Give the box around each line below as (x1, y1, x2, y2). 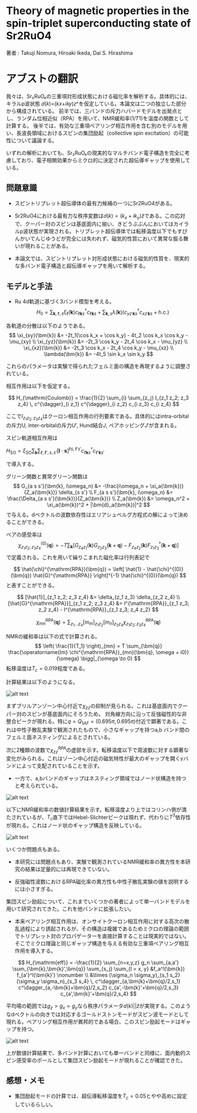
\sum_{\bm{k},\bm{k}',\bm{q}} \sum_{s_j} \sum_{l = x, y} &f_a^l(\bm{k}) (12, 965, 185, 972)
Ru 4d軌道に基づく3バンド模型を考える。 (14, 298, 115, 305)
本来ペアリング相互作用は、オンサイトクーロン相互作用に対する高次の (14, 918, 185, 925)
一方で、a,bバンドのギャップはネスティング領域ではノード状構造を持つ (14, 775, 186, 782)
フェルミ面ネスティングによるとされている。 (6, 734, 114, 741)
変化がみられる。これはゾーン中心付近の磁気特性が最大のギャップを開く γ (6, 755, 184, 762)
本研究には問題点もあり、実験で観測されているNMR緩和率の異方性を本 (14, 858, 186, 865)
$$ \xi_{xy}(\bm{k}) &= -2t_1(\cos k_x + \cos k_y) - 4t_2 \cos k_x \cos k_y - (9, 331, 188, 339)
